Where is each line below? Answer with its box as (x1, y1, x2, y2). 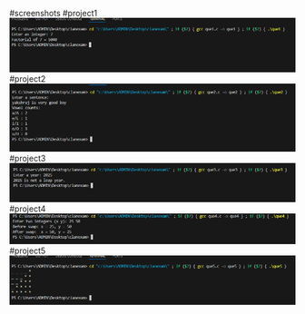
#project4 (9, 203, 46, 214)
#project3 (9, 153, 46, 164)
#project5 (9, 245, 46, 257)
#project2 (9, 73, 46, 84)
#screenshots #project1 (9, 8, 98, 18)
